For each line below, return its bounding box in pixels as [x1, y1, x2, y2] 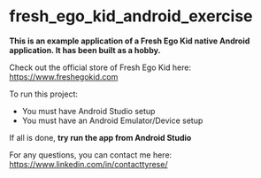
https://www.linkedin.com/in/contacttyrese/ [9, 159, 168, 169]
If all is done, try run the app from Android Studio [9, 132, 192, 143]
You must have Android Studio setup [21, 105, 156, 116]
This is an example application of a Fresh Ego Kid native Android [9, 35, 250, 46]
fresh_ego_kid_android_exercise [9, 6, 254, 27]
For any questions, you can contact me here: [9, 149, 173, 160]
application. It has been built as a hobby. [9, 44, 161, 55]
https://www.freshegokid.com [9, 71, 119, 81]
